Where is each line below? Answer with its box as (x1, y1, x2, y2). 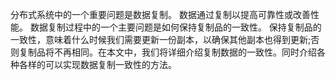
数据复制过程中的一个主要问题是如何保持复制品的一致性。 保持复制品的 (29, 21, 322, 33)
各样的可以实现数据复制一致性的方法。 (18, 59, 177, 70)
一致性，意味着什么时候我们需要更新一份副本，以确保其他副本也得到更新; (10, 34, 312, 45)
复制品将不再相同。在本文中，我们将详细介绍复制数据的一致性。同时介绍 (18, 46, 317, 58)
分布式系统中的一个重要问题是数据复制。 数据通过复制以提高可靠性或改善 (10, 9, 311, 20)
